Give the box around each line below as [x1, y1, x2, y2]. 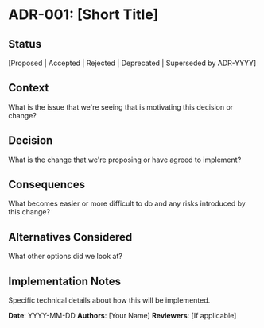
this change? [8, 207, 50, 217]
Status [8, 37, 42, 51]
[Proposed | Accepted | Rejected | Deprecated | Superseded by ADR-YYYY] [8, 58, 257, 68]
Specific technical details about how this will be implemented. [8, 295, 211, 305]
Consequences [8, 178, 86, 191]
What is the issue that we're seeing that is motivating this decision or [8, 102, 234, 112]
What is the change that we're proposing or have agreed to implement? [8, 155, 242, 164]
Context [8, 81, 49, 95]
